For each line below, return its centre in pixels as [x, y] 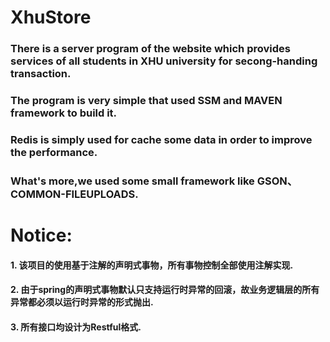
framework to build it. [64, 113]
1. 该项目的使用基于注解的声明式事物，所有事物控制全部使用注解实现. [152, 265]
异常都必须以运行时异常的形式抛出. [82, 302]
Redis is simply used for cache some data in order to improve [161, 139]
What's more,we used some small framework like [132, 181]
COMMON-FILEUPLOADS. [74, 194]
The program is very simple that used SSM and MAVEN [146, 101]
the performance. [54, 152]
